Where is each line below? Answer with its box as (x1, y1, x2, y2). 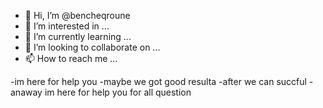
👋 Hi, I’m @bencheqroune (24, 10, 131, 21)
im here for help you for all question (44, 86, 192, 98)
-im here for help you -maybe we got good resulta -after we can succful (10, 76, 307, 87)
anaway (10, 86, 43, 98)
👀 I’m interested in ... (24, 20, 110, 32)
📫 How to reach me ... (24, 53, 118, 64)
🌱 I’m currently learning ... (24, 31, 132, 42)
